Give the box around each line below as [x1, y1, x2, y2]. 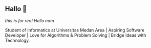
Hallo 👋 [5, 5, 27, 13]
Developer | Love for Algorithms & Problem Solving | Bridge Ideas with [5, 32, 147, 38]
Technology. [5, 37, 30, 43]
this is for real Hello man [5, 17, 55, 23]
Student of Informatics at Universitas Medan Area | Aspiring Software [5, 27, 145, 33]
